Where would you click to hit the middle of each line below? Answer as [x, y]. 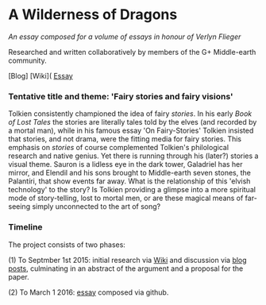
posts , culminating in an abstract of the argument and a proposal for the [126, 268]
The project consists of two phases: [67, 245]
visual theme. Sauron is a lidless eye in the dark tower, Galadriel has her [126, 164]
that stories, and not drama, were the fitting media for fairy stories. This [125, 139]
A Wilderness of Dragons [93, 15]
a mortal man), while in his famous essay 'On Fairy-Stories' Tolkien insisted [131, 131]
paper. [19, 276]
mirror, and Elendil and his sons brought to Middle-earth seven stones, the [130, 173]
